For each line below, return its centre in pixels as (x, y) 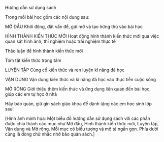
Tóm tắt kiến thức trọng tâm (33, 60)
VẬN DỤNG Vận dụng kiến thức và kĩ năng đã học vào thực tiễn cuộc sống (81, 79)
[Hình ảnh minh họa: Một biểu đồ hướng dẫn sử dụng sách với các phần (78, 118)
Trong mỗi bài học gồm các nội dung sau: (47, 17)
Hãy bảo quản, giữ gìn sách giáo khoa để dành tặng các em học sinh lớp (78, 104)
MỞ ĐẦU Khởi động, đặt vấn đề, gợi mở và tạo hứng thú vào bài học (74, 27)
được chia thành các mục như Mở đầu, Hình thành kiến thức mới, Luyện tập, (82, 124)
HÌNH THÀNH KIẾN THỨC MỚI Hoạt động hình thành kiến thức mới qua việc (82, 36)
